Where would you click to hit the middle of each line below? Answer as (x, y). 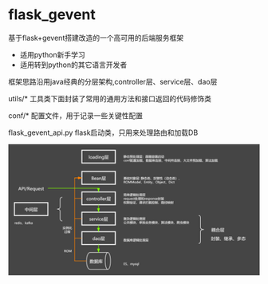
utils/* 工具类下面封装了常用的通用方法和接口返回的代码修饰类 (110, 98)
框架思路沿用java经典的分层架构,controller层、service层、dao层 (113, 81)
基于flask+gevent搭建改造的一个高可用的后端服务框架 (96, 37)
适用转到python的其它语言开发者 (73, 65)
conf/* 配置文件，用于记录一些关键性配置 (76, 115)
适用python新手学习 (52, 54)
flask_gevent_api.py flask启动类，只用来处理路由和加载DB (103, 132)
